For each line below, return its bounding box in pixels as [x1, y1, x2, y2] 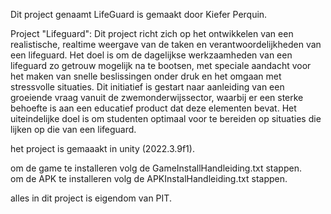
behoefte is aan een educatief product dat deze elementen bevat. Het [10, 102, 297, 114]
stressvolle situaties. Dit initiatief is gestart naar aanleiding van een [10, 81, 285, 93]
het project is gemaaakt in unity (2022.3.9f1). [10, 143, 195, 154]
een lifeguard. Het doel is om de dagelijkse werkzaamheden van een [10, 49, 293, 61]
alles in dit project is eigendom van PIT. [10, 192, 172, 204]
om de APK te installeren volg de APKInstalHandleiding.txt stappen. [10, 173, 288, 184]
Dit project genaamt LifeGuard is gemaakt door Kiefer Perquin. [10, 9, 268, 20]
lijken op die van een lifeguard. [10, 124, 137, 135]
